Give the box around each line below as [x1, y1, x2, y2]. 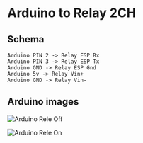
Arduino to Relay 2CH [7, 5, 137, 21]
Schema [7, 33, 45, 45]
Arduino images [7, 96, 79, 108]
